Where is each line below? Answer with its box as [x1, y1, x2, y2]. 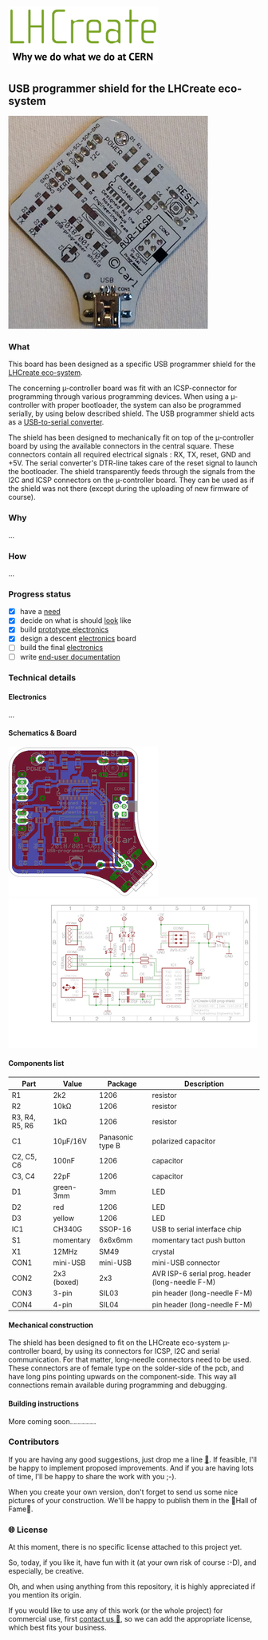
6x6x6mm [99, 1235, 133, 1245]
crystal [152, 1247, 175, 1256]
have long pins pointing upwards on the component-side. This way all [8, 1372, 237, 1382]
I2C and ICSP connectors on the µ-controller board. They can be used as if [8, 475, 254, 485]
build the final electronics [19, 643, 104, 652]
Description [184, 1079, 225, 1088]
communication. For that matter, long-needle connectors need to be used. [8, 1355, 251, 1365]
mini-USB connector [152, 1258, 221, 1267]
